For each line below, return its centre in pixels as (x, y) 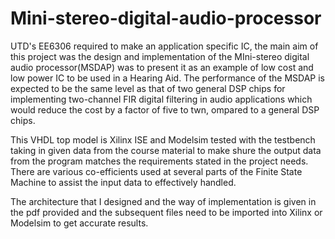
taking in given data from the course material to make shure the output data (166, 150)
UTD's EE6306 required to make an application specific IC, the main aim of (164, 46)
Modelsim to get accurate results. (79, 223)
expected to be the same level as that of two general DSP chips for (148, 88)
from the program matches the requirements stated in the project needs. (159, 161)
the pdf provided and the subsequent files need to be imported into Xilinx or (166, 212)
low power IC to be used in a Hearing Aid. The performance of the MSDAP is (167, 78)
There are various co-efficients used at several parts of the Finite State (156, 171)
